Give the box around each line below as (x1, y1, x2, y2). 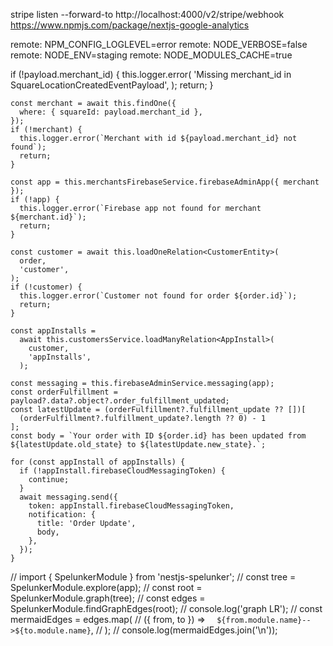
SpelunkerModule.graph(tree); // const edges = (10, 592, 206, 604)
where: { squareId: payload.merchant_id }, (19, 107, 203, 117)
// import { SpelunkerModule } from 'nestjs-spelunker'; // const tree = (10, 571, 297, 583)
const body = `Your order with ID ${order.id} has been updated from (10, 431, 307, 441)
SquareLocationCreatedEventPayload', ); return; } (10, 79, 214, 91)
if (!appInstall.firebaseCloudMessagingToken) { (19, 466, 226, 476)
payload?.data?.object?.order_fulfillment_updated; (10, 396, 230, 406)
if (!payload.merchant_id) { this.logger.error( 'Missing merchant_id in (10, 69, 292, 80)
